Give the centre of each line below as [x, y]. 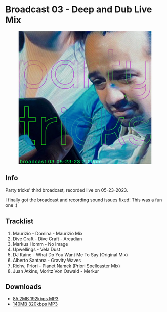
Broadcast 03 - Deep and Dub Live [79, 9]
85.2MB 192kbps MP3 [36, 299]
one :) [11, 205]
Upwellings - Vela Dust [36, 249]
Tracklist [19, 221]
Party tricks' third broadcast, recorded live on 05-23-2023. [67, 190]
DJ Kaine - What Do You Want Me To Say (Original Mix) [70, 255]
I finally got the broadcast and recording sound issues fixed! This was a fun [84, 200]
